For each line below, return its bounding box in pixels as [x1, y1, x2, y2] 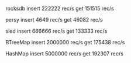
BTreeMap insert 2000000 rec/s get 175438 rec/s [5, 39, 125, 45]
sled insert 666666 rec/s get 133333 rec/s [5, 27, 108, 34]
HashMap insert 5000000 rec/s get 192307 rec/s [5, 50, 123, 57]
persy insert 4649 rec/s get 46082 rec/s [5, 16, 103, 23]
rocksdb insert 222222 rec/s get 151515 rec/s [5, 5, 115, 12]
